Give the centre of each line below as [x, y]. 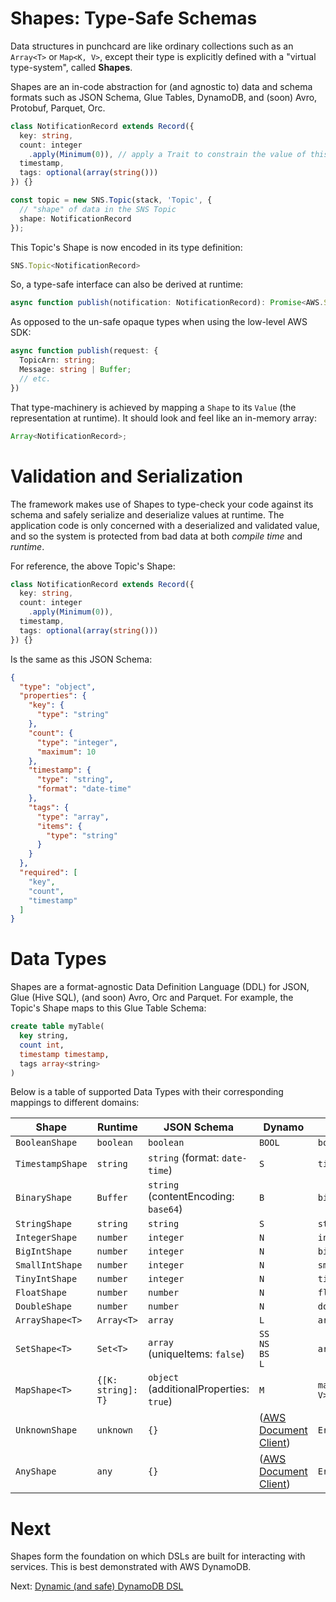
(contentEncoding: [191, 1197]
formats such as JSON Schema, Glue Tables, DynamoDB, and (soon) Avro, [164, 97]
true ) [160, 1402]
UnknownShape [46, 1430]
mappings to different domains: [75, 1103]
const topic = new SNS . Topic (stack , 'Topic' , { [111, 200]
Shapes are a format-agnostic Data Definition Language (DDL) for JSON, [160, 987]
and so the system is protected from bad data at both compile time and [156, 536]
